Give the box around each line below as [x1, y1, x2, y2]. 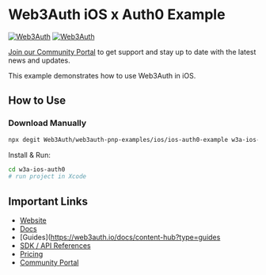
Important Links [8, 194, 89, 208]
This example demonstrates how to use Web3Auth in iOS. [8, 71, 196, 80]
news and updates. [8, 55, 70, 65]
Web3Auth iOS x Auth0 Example [8, 6, 226, 24]
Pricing [19, 250, 44, 259]
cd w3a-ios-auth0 [8, 165, 66, 174]
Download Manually [8, 117, 87, 128]
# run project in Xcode [8, 173, 87, 181]
